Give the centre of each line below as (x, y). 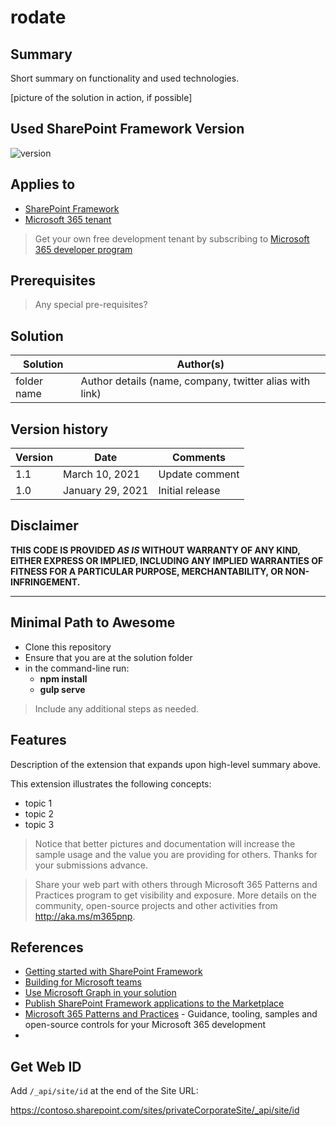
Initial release (189, 491)
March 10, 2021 (102, 474)
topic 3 (39, 824)
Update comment (199, 474)
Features (38, 740)
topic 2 (39, 813)
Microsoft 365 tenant (68, 219)
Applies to (43, 184)
